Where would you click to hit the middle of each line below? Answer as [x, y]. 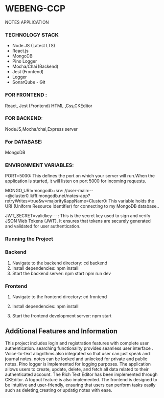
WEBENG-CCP [35, 9]
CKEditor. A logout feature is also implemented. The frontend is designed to [81, 379]
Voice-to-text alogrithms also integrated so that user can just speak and [78, 353]
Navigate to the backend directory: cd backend [60, 263]
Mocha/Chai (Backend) [35, 66]
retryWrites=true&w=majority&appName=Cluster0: [56, 201]
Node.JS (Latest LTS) [34, 46]
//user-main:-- [79, 191]
